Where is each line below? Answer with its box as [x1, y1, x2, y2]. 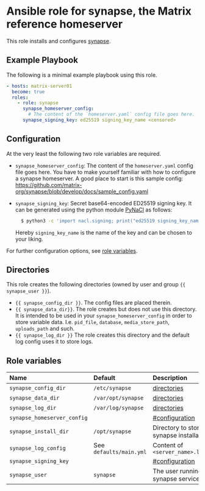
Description [152, 373, 188, 382]
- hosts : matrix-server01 [6, 83, 72, 89]
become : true [12, 88, 45, 95]
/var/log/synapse [93, 404, 144, 412]
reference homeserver [6, 17, 123, 31]
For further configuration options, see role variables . [6, 247, 138, 254]
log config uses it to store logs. [15, 338, 93, 345]
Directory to [152, 423, 187, 432]
